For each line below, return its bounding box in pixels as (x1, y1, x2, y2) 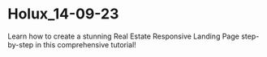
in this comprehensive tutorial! (35, 39, 137, 49)
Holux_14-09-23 (7, 5, 119, 23)
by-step (7, 39, 34, 49)
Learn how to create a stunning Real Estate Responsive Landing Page (7, 31, 240, 41)
